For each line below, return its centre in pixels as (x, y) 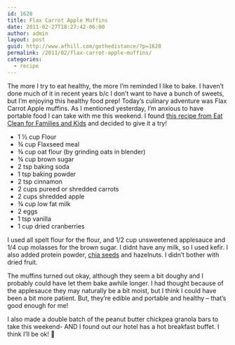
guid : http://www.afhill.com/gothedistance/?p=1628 (84, 46)
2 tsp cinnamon (40, 181)
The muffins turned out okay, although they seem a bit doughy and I (105, 276)
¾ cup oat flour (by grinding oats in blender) (81, 151)
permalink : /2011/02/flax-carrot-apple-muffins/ (80, 53)
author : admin (28, 33)
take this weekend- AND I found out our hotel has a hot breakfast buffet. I (113, 326)
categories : (25, 60)
